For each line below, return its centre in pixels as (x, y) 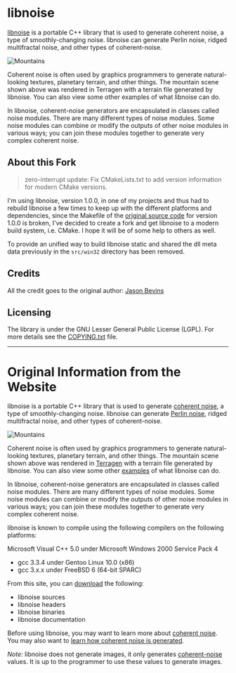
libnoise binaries (41, 612)
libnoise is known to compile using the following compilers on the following (116, 528)
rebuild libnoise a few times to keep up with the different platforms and (110, 208)
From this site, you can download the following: (76, 584)
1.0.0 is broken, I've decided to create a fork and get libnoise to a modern (113, 223)
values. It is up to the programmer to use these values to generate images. (115, 662)
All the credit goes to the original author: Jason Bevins (86, 290)
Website (32, 387)
